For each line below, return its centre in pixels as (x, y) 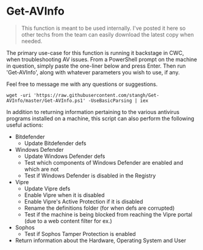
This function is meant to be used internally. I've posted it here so (103, 28)
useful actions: (25, 125)
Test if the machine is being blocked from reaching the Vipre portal (108, 214)
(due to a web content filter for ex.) (68, 221)
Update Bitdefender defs (55, 143)
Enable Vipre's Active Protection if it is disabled (84, 201)
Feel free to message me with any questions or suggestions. (82, 84)
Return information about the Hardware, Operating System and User (101, 240)
